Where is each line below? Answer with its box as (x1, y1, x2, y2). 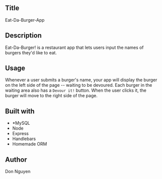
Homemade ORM (12, 141, 48, 147)
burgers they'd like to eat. (5, 49, 57, 56)
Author (5, 155, 27, 164)
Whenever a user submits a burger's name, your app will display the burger (5, 77, 158, 83)
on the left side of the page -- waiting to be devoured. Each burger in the (5, 82, 152, 88)
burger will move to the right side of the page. (5, 93, 98, 99)
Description (5, 32, 42, 40)
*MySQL (12, 120, 30, 126)
